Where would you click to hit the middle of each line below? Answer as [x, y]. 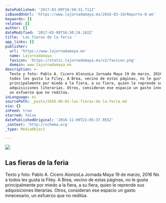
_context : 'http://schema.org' [37, 124]
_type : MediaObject [25, 129]
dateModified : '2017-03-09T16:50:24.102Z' [49, 33]
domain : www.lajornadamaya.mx [41, 65]
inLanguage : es [21, 97]
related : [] [17, 23]
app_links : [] [20, 42]
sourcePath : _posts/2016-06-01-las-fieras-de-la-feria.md [66, 102]
